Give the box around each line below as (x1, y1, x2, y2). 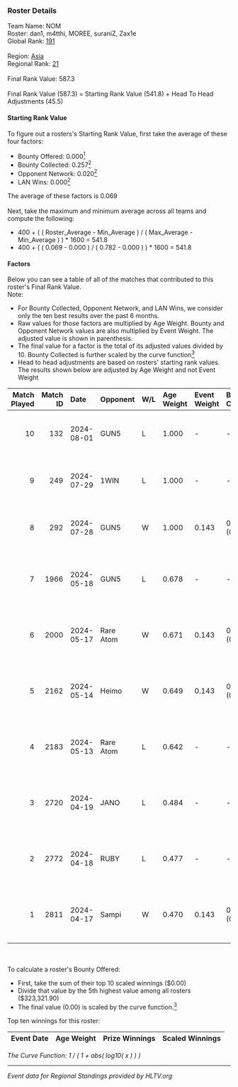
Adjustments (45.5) (7, 97, 64, 106)
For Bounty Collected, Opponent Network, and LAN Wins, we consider (17, 304, 223, 312)
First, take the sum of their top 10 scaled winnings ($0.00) (17, 978, 186, 987)
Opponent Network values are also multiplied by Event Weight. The (17, 327, 214, 335)
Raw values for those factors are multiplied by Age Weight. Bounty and (17, 319, 225, 328)
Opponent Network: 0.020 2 (17, 168, 98, 177)
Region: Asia (7, 52, 44, 60)
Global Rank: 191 (7, 37, 55, 45)
